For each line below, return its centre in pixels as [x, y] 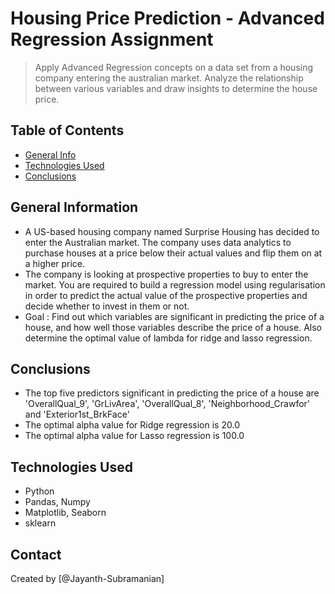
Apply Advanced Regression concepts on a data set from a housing [174, 67]
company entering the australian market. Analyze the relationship [169, 78]
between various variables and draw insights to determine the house [176, 88]
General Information [74, 207]
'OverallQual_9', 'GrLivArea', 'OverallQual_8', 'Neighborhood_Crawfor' [167, 404]
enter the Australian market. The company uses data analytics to [158, 242]
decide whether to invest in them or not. [107, 306]
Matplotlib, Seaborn [65, 513]
